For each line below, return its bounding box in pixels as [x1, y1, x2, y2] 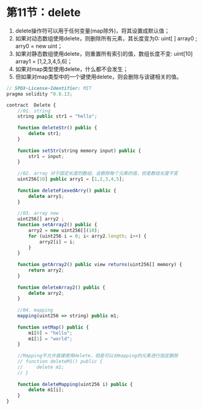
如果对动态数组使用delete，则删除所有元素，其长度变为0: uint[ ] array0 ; [15, 34, 197, 42]
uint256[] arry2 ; [17, 216, 64, 222]
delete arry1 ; [28, 193, 64, 199]
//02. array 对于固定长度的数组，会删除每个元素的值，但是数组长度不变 [17, 170, 178, 177]
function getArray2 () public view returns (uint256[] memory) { [17, 262, 183, 268]
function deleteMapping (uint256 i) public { [17, 381, 133, 387]
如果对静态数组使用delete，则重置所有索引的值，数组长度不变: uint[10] [15, 50, 193, 57]
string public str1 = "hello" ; [17, 113, 98, 120]
